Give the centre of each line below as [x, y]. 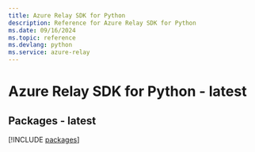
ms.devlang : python [40, 45]
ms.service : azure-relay [49, 52]
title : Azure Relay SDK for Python [67, 15]
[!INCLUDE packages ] [44, 140]
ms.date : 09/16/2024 [42, 30]
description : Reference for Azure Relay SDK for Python [102, 23]
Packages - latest [52, 121]
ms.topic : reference [42, 38]
